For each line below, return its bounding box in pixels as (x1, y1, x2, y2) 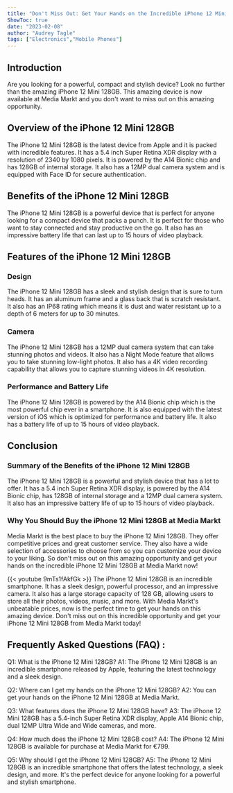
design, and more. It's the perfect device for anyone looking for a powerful (7, 770, 221, 778)
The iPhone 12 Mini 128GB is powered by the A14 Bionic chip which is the (7, 398, 216, 406)
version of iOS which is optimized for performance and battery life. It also (7, 412, 217, 420)
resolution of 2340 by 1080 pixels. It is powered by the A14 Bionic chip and (7, 155, 221, 164)
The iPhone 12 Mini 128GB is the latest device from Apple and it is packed (7, 140, 217, 149)
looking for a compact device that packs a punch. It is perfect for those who (7, 216, 224, 224)
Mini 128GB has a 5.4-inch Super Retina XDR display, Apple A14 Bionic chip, (7, 714, 224, 722)
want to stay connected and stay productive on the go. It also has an (7, 223, 203, 232)
